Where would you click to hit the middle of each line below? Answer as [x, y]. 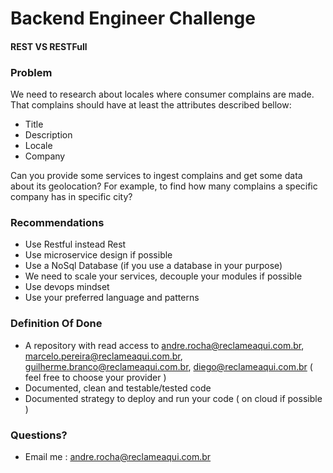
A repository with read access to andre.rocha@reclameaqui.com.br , [164, 345]
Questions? [39, 435]
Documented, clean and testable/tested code [118, 388]
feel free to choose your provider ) [95, 377]
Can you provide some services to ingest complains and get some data [156, 176]
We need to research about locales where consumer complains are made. [162, 94]
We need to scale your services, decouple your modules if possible [163, 276]
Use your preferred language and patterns [112, 298]
